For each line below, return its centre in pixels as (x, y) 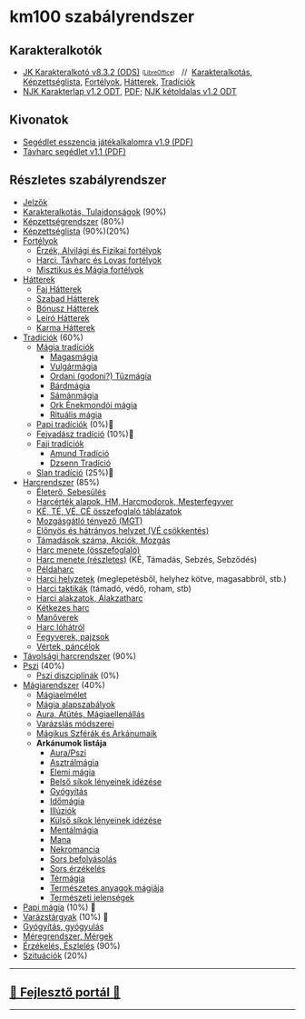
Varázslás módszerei (75, 724)
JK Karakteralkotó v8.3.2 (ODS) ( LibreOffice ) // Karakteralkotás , (138, 72)
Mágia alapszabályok (76, 704)
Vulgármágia (74, 366)
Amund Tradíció (79, 453)
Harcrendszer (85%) (61, 482)
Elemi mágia (72, 772)
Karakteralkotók (56, 50)
